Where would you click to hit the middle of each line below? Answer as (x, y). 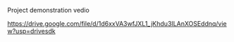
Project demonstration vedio (48, 10)
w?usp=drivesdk (31, 31)
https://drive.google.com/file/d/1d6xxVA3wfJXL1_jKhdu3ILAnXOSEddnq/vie (117, 23)
